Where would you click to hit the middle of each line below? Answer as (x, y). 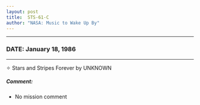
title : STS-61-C (28, 17)
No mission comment (41, 97)
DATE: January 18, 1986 (41, 50)
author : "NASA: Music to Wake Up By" (53, 23)
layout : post (22, 12)
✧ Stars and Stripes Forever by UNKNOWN (59, 68)
